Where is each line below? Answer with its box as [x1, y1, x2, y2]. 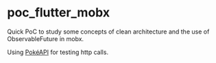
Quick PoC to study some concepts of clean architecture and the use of [7, 27, 210, 36]
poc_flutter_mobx [7, 5, 110, 21]
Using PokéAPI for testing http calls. [7, 48, 108, 56]
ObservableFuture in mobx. [7, 34, 84, 42]
